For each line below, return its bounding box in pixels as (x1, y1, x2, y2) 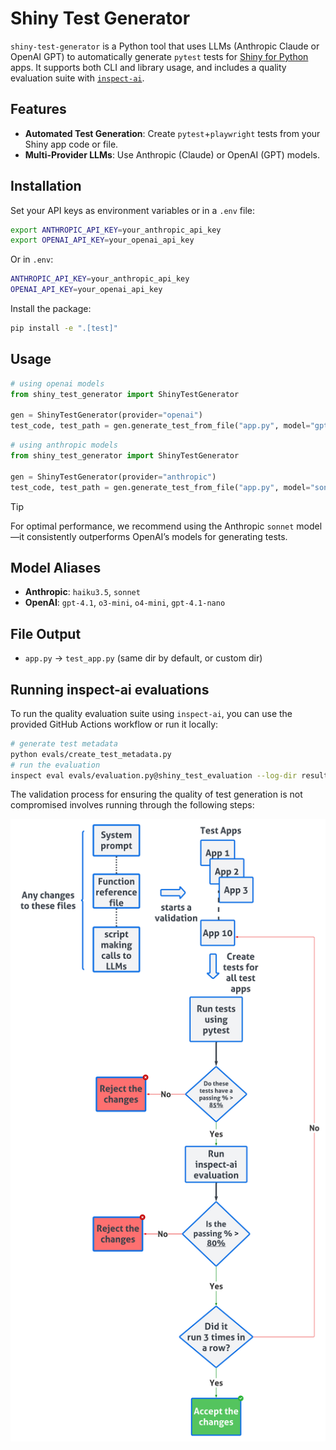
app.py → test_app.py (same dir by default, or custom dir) (24, 652, 263, 664)
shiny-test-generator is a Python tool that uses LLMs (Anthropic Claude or (10, 40, 320, 52)
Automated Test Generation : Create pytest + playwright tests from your (24, 127, 321, 139)
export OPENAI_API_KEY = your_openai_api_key (10, 235, 195, 246)
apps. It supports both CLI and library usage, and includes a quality (10, 61, 287, 73)
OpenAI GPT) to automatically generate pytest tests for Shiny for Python (10, 50, 309, 62)
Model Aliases (10, 559, 102, 576)
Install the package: (10, 303, 92, 315)
